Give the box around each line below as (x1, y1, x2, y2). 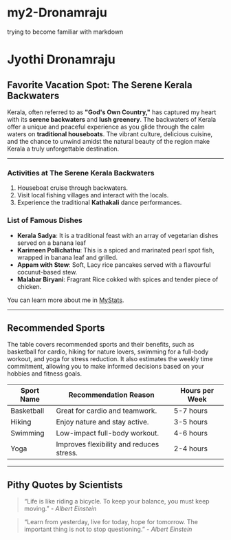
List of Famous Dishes (7, 215, 82, 225)
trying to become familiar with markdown (7, 28, 124, 36)
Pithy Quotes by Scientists (7, 479, 123, 490)
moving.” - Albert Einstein (23, 504, 97, 513)
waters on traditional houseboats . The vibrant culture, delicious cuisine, (7, 129, 213, 138)
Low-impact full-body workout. (56, 429, 159, 438)
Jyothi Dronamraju (7, 52, 115, 67)
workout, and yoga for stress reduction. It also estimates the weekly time (7, 355, 213, 363)
